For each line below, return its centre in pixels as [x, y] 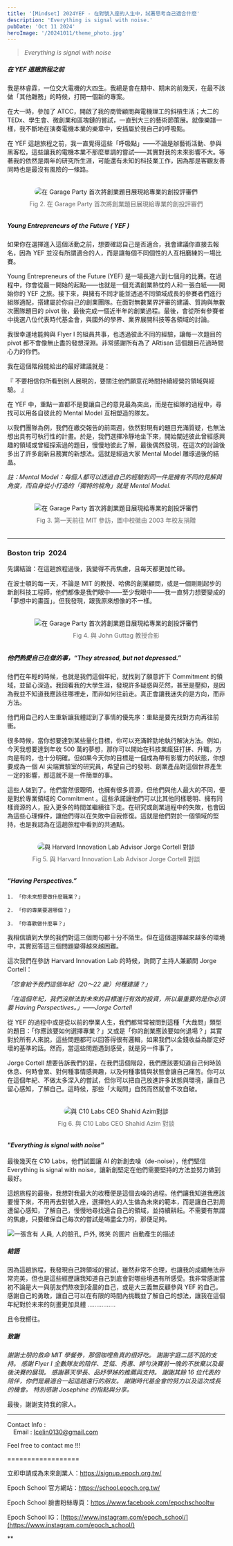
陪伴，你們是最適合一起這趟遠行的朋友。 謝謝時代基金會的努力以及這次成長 [114, 1381]
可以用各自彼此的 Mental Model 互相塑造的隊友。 [83, 413]
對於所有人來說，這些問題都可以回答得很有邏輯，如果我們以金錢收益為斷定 [113, 1039]
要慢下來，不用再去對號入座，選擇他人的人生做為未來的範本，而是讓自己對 [113, 1202]
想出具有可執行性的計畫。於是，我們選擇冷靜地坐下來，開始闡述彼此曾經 [110, 436]
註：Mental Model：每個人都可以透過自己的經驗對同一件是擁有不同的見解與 [115, 477]
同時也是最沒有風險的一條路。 [49, 170]
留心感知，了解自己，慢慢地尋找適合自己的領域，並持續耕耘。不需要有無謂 [119, 1211]
